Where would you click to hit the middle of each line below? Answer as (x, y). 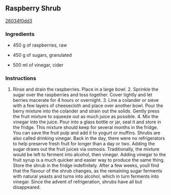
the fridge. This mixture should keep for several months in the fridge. (85, 127)
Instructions (21, 78)
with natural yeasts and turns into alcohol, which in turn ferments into (86, 177)
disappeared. (27, 187)
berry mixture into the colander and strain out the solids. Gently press (86, 111)
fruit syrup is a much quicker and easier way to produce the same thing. (89, 160)
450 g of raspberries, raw (40, 45)
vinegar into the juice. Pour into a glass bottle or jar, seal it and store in (87, 122)
